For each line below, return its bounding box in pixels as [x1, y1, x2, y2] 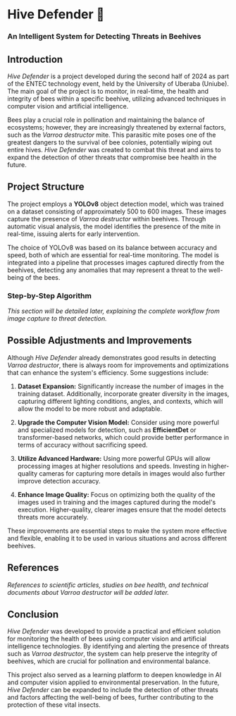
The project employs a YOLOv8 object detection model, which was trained [7, 199, 224, 208]
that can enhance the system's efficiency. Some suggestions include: [7, 368, 209, 376]
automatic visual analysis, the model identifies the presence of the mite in [7, 222, 221, 230]
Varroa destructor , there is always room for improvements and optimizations [7, 361, 229, 369]
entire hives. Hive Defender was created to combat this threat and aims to [7, 145, 221, 154]
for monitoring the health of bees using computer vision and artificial [7, 634, 206, 643]
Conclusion [7, 609, 59, 621]
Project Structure [7, 181, 85, 193]
